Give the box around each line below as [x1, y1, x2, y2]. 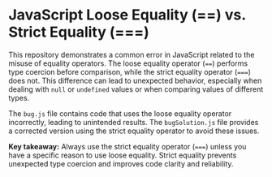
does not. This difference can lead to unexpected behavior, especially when [8, 76, 262, 85]
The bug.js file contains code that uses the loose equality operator [8, 108, 232, 119]
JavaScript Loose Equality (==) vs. [8, 6, 246, 24]
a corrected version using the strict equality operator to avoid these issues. [8, 126, 260, 136]
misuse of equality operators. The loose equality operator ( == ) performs [8, 58, 248, 68]
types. [8, 93, 30, 102]
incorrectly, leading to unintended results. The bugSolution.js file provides [8, 117, 259, 127]
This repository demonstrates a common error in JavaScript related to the [8, 50, 255, 59]
